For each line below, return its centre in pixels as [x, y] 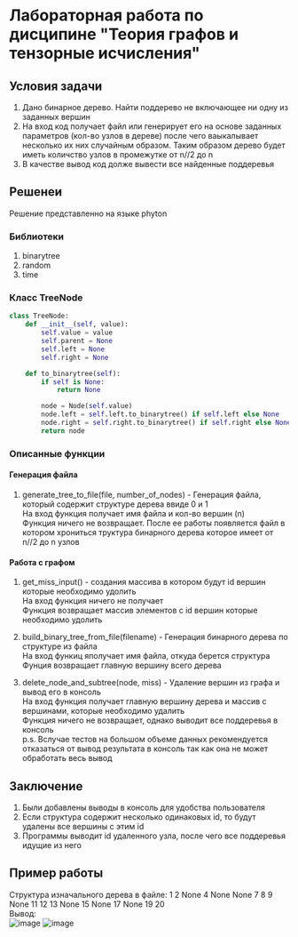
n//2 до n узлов [51, 541]
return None [78, 390]
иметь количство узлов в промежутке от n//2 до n [118, 155]
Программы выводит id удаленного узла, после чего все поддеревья [154, 836]
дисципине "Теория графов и [124, 34]
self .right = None [75, 357]
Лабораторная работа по [106, 16]
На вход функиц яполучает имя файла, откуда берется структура [146, 656]
